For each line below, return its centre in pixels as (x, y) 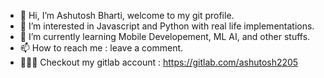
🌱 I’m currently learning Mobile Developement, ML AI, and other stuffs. (165, 36)
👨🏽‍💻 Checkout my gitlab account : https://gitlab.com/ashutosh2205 (159, 62)
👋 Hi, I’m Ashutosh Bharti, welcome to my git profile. (127, 15)
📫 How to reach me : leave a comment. (101, 48)
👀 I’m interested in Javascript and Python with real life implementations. (167, 26)
